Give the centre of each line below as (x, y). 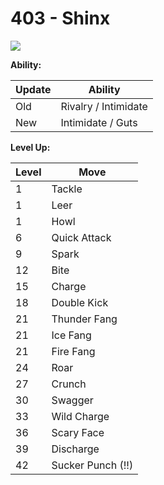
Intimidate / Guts (99, 122)
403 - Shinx (60, 18)
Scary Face (78, 432)
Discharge (75, 449)
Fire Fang (73, 351)
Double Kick (80, 302)
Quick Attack (81, 237)
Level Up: (30, 147)
